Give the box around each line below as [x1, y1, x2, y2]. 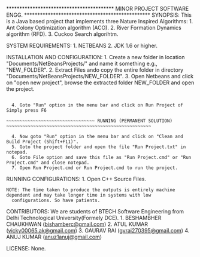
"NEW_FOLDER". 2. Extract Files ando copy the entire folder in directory [6, 66, 184, 74]
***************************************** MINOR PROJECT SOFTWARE [6, 5, 189, 12]
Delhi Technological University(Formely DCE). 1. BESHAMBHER [6, 215, 162, 221]
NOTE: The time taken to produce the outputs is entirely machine [6, 187, 175, 193]
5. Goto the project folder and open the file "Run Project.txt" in [11, 144, 186, 150]
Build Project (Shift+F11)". [6, 139, 79, 145]
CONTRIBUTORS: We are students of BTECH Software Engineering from [6, 208, 184, 215]
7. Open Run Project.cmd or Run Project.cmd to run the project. [11, 165, 178, 171]
